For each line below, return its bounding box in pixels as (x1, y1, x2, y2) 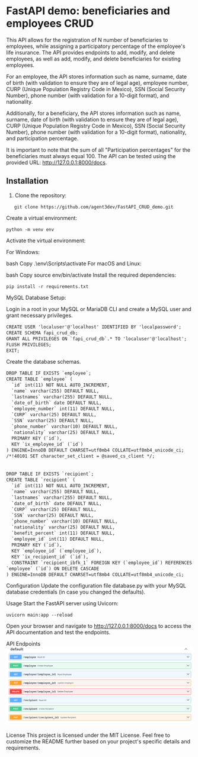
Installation (6, 176, 49, 186)
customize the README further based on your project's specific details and (6, 737, 191, 745)
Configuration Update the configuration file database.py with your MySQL (6, 582, 187, 589)
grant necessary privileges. (6, 312, 73, 319)
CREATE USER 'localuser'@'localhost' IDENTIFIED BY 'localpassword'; (6, 324, 182, 330)
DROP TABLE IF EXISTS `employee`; (6, 370, 92, 376)
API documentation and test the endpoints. (6, 628, 111, 636)
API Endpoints (6, 640, 41, 647)
